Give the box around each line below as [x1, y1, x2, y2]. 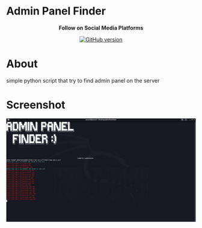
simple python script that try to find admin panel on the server [6, 77, 160, 84]
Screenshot [6, 98, 66, 112]
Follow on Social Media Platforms [58, 24, 144, 31]
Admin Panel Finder [6, 4, 106, 18]
